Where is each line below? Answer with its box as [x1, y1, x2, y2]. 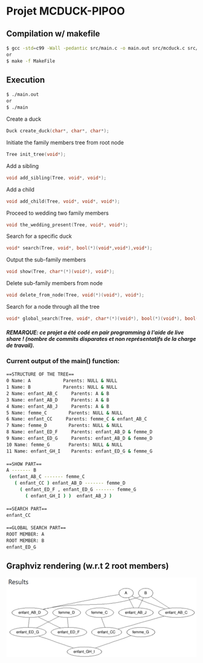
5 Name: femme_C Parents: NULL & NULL [6, 409, 123, 416]
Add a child [6, 186, 35, 193]
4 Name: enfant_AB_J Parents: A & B [6, 403, 110, 409]
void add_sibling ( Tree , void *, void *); [6, 175, 107, 181]
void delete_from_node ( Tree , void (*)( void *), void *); [6, 292, 145, 298]
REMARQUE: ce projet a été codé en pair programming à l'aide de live [6, 329, 184, 336]
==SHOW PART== [6, 461, 42, 467]
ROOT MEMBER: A [6, 531, 45, 537]
